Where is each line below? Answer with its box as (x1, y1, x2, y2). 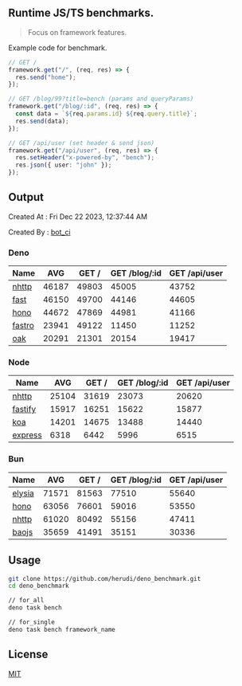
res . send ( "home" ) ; (15, 73, 77, 81)
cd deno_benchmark (8, 582, 69, 590)
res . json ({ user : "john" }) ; (15, 161, 112, 170)
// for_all (8, 597, 45, 605)
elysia (12, 488, 34, 499)
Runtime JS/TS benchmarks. (8, 6, 154, 20)
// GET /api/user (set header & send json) (8, 139, 155, 147)
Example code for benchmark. (8, 43, 107, 53)
